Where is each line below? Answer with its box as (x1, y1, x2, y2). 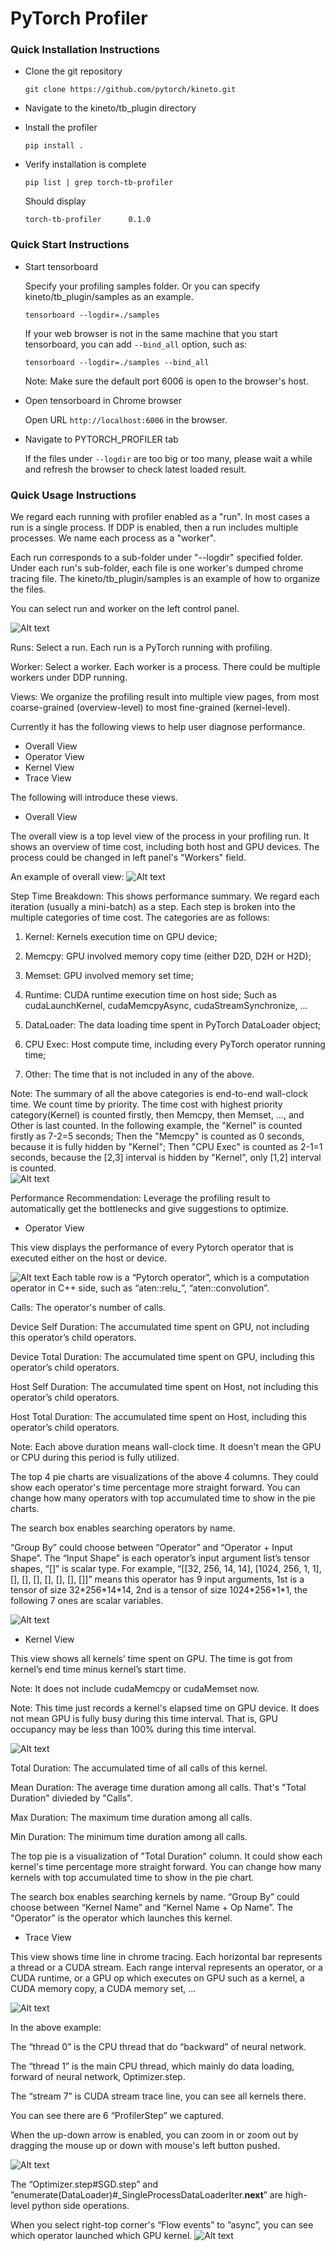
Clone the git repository (24, 65, 123, 77)
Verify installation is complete (24, 158, 147, 171)
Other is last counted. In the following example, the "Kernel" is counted (10, 1120, 303, 1132)
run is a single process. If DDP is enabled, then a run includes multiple (10, 522, 299, 534)
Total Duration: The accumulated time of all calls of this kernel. (10, 1762, 268, 1774)
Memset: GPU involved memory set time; (24, 970, 194, 982)
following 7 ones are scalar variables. (10, 1595, 164, 1607)
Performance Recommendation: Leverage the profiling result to (10, 1192, 271, 1204)
